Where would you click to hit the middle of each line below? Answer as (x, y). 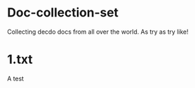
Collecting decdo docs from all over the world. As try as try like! (98, 32)
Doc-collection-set (63, 13)
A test (16, 78)
